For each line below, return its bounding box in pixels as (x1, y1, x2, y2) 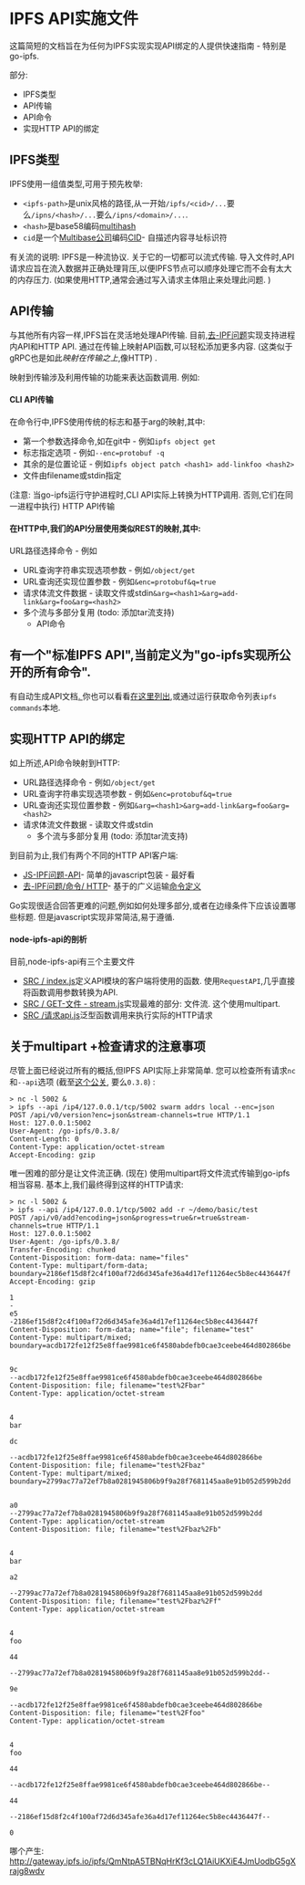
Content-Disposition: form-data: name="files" (9, 1252, 189, 1262)
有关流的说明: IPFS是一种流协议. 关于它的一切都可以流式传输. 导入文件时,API (9, 251, 295, 262)
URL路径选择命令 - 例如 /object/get (22, 777, 157, 788)
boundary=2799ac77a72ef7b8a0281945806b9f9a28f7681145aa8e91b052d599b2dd (9, 1476, 291, 1486)
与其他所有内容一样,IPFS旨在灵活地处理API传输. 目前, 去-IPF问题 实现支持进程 (9, 330, 296, 340)
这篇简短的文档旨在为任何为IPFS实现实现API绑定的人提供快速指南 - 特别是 (9, 40, 287, 51)
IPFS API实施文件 (9, 8, 139, 29)
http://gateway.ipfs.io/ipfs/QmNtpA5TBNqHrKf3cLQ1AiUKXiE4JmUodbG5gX (9, 1855, 296, 1867)
